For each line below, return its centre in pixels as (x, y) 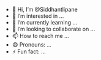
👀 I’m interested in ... (38, 16)
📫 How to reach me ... (40, 36)
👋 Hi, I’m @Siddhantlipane (45, 9)
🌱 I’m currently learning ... (45, 22)
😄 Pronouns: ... (32, 45)
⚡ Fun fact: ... (29, 51)
